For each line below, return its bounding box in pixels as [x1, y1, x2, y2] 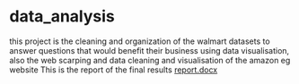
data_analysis [9, 6, 115, 27]
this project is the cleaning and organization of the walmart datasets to [9, 36, 271, 46]
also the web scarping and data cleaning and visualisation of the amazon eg [9, 55, 291, 65]
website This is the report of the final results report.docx [9, 64, 218, 75]
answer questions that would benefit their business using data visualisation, [9, 45, 290, 55]
